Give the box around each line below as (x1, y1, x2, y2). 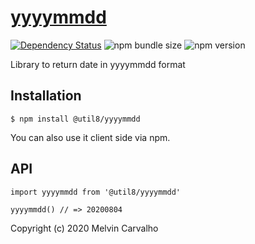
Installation (10, 87, 82, 105)
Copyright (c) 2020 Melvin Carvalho (10, 222, 159, 234)
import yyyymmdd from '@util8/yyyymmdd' (10, 187, 182, 197)
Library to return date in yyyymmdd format (10, 58, 186, 70)
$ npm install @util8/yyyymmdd (10, 114, 141, 124)
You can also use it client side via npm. (10, 131, 171, 143)
